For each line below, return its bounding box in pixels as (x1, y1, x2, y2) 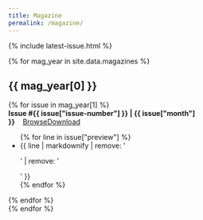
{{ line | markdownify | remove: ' (19, 141, 126, 151)
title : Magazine (8, 11, 62, 20)
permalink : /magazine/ (8, 19, 84, 27)
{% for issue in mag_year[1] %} (8, 100, 110, 110)
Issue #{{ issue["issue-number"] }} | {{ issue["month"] (8, 109, 196, 118)
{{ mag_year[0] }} (8, 79, 97, 92)
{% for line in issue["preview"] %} (19, 133, 131, 142)
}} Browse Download (8, 117, 81, 127)
